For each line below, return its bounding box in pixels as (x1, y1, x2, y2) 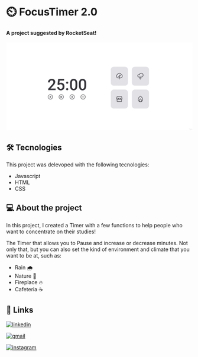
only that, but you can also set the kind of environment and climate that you (6, 246, 190, 253)
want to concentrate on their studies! (6, 228, 96, 235)
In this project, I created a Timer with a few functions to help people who (6, 221, 183, 229)
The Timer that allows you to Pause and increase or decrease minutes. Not (6, 239, 188, 246)
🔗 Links (6, 305, 34, 315)
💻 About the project (6, 203, 82, 213)
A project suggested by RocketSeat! (6, 29, 97, 36)
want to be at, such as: (6, 252, 62, 259)
